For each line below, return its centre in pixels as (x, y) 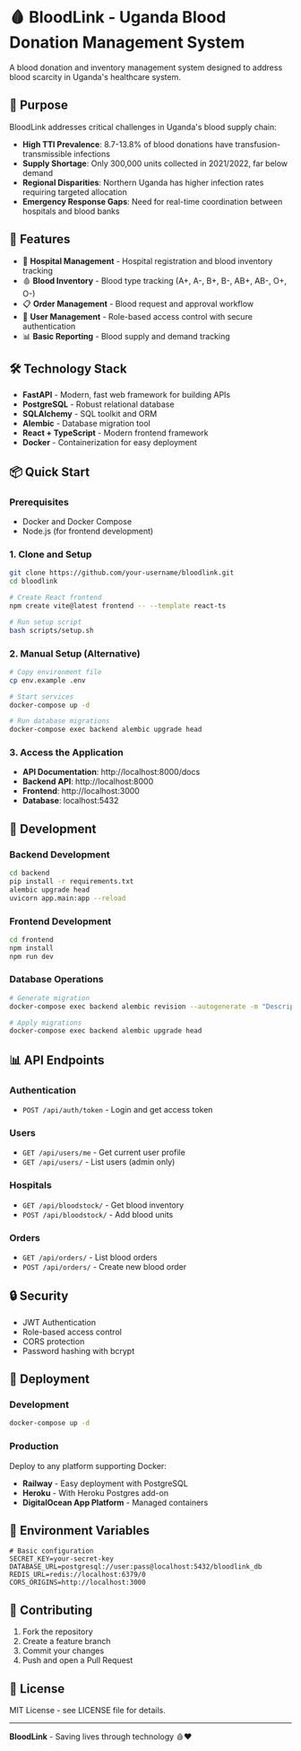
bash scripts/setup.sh (52, 630)
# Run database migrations (60, 721)
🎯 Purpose (39, 106)
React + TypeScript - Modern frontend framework (115, 433)
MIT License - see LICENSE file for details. (87, 1711)
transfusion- (258, 144)
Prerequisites (39, 502)
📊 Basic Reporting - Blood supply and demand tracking (126, 336)
